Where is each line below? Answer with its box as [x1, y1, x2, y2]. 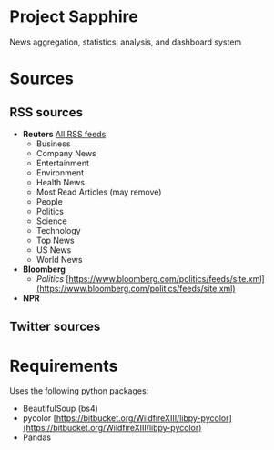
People [36, 195, 64, 206]
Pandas [22, 432, 52, 443]
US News [36, 244, 72, 255]
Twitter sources [9, 319, 101, 335]
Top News [36, 235, 75, 245]
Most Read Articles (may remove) [36, 186, 162, 197]
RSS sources [9, 105, 84, 120]
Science [36, 215, 67, 226]
